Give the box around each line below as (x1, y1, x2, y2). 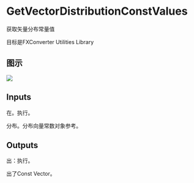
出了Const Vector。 (6, 170, 56, 177)
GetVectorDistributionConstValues (6, 4, 188, 18)
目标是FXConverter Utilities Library (6, 38, 94, 45)
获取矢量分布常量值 (6, 25, 55, 32)
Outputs (6, 140, 39, 151)
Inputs (6, 92, 32, 102)
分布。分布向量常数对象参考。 (6, 122, 81, 129)
